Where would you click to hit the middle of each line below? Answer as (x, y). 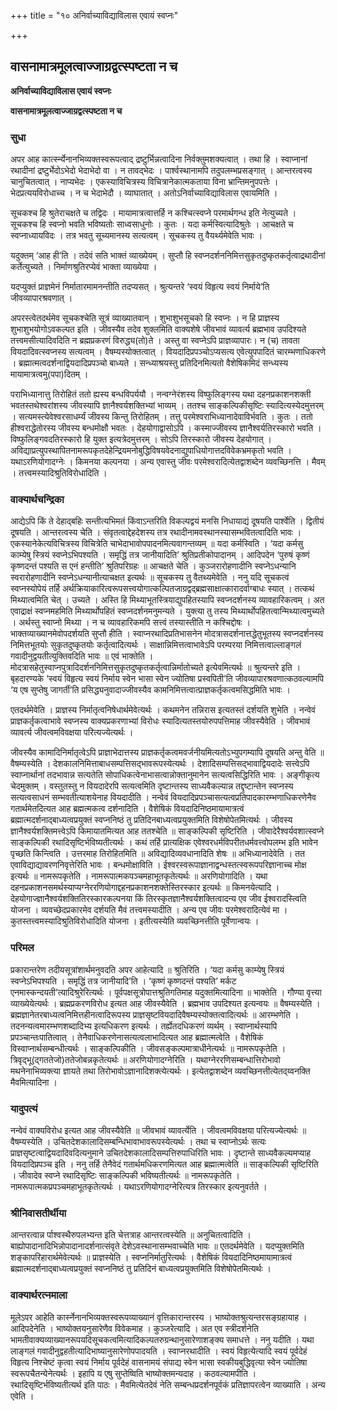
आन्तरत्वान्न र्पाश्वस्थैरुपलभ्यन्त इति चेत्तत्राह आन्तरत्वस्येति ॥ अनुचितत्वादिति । (131, 1235)
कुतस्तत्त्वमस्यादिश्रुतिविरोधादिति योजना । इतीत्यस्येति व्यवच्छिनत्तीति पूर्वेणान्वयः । (135, 921)
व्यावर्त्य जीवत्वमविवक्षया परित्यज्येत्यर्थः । (72, 732)
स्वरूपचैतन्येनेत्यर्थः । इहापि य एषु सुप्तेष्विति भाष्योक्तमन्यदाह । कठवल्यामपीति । (133, 1373)
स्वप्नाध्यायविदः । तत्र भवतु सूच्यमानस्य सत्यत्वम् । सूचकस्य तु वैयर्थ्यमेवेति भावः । (136, 236)
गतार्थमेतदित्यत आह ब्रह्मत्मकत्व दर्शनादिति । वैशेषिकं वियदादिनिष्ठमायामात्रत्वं (127, 809)
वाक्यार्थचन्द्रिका (37, 500)
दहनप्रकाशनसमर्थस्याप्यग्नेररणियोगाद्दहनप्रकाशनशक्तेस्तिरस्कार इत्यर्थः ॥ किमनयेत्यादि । (145, 887)
